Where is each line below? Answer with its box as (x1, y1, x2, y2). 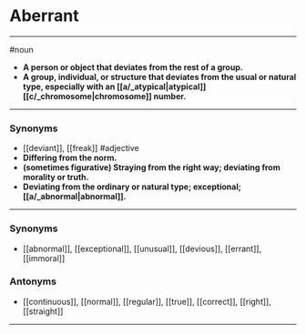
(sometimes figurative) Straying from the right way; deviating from (22, 162, 280, 173)
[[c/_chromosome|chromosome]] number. (22, 90, 187, 101)
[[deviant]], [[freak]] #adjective (22, 143, 139, 154)
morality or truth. (22, 172, 89, 183)
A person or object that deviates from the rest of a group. (22, 61, 243, 73)
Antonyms (9, 275, 57, 288)
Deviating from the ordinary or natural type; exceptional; (22, 181, 241, 192)
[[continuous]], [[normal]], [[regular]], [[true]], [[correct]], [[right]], (22, 296, 271, 307)
